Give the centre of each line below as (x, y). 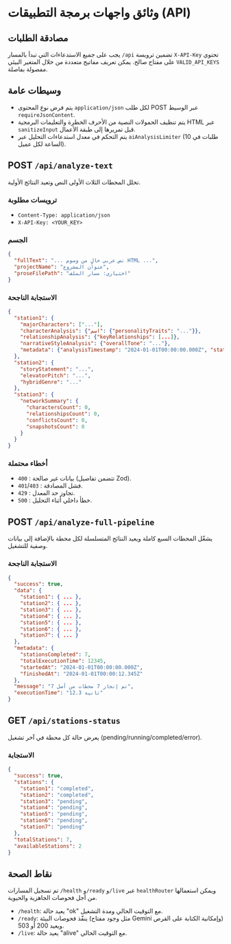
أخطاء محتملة (28, 463)
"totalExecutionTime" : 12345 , (63, 661)
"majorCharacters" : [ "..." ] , (62, 325)
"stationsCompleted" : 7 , (56, 655)
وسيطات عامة (34, 91)
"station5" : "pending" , (54, 814)
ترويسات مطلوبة (33, 199)
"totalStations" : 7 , (43, 839)
